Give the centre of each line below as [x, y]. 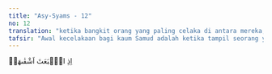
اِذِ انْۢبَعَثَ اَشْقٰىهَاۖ [40, 61]
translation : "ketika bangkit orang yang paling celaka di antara [123, 31]
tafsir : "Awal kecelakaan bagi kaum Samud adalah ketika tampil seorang [134, 38]
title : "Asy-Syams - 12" [50, 16]
